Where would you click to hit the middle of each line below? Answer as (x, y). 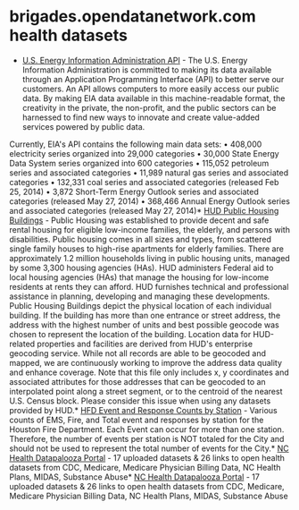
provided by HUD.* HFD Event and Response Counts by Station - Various (144, 410)
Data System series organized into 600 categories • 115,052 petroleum (139, 163)
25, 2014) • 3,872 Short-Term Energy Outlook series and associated (134, 191)
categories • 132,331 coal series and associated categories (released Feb (144, 182)
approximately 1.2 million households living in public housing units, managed (149, 258)
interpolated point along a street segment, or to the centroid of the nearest (146, 391)
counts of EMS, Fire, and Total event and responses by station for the (137, 420)
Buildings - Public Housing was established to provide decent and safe (139, 220)
